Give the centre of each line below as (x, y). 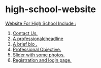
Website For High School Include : (41, 23)
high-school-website (51, 9)
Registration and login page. (42, 60)
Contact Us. (25, 33)
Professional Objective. (37, 49)
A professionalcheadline (38, 39)
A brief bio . (25, 44)
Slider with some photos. (39, 55)
